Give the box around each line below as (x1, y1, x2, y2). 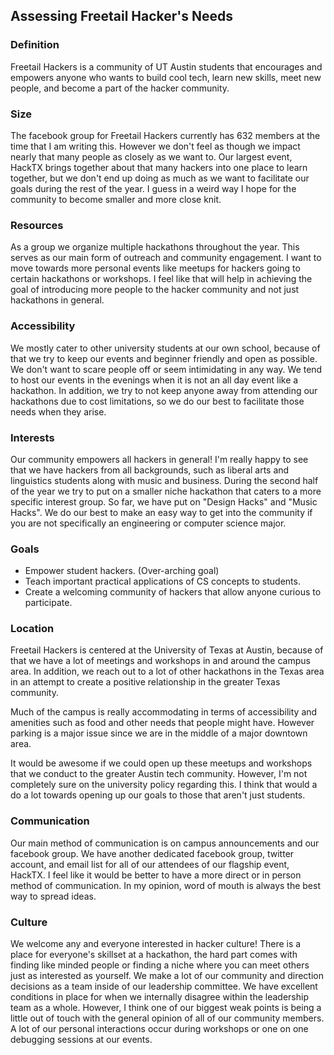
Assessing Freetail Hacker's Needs (10, 8, 234, 25)
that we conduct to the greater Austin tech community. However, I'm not (10, 768, 308, 780)
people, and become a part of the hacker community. (10, 82, 230, 94)
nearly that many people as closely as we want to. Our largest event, (10, 150, 293, 163)
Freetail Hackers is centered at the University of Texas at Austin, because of (10, 644, 324, 656)
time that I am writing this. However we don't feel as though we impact (10, 140, 301, 152)
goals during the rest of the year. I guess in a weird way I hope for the (10, 182, 297, 194)
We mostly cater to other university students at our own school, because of (10, 342, 321, 354)
